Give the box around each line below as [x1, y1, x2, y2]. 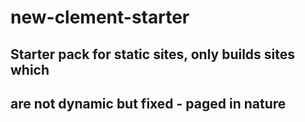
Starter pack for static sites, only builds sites [10, 46, 296, 63]
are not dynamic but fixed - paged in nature [10, 95, 287, 112]
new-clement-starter [10, 6, 190, 29]
